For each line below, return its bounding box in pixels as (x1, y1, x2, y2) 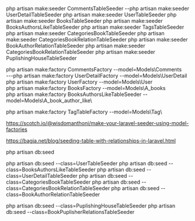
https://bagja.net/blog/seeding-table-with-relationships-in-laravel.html (6, 137, 176, 144)
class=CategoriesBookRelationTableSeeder (6, 185, 110, 192)
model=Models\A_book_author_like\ (6, 97, 92, 104)
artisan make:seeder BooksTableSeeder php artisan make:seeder (6, 18, 163, 24)
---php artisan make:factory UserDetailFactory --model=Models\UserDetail (6, 72, 187, 79)
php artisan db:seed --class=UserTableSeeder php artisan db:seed (6, 160, 168, 167)
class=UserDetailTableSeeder (6, 172, 78, 179)
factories (6, 126, 28, 133)
